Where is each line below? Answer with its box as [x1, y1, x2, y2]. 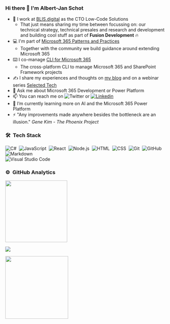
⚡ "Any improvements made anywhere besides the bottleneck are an [12, 111, 156, 118]
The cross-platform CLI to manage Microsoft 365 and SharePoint [20, 64, 156, 70]
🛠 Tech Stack [5, 132, 42, 139]
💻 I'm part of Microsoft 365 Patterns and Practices [12, 38, 120, 45]
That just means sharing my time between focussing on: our [20, 21, 146, 27]
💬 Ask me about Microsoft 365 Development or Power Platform [12, 88, 145, 94]
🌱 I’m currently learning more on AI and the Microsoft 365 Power [12, 101, 148, 107]
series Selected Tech [12, 82, 57, 88]
